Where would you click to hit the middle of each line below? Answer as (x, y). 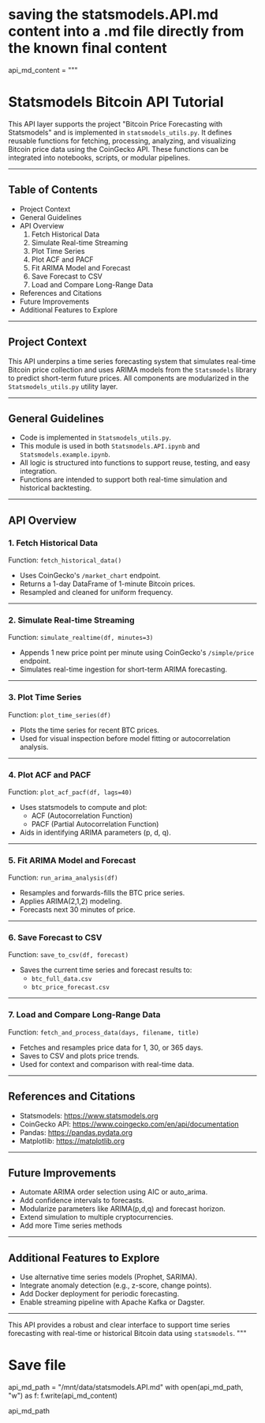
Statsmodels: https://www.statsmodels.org (89, 1115)
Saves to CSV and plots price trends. (79, 1056)
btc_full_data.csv (62, 979)
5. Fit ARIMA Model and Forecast (72, 860)
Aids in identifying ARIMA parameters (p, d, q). (95, 832)
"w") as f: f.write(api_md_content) (63, 1396)
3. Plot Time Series (45, 698)
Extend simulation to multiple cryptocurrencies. (96, 1217)
